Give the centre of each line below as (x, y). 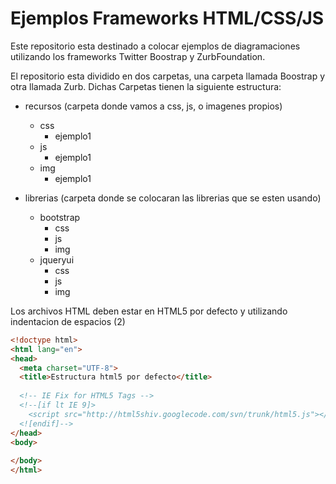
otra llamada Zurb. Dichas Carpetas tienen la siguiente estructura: (146, 86)
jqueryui (57, 259)
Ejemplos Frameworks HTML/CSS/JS (167, 18)
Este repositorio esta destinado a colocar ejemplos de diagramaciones (155, 46)
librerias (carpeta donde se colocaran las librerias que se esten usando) (173, 198)
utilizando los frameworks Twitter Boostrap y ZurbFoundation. (138, 56)
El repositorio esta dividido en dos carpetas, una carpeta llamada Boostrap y (168, 76)
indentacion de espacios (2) (68, 321)
